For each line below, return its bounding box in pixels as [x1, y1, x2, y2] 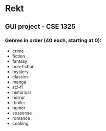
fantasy [12, 58, 28, 64]
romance [12, 115, 30, 121]
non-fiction [12, 63, 35, 69]
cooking [12, 120, 29, 126]
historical [12, 89, 31, 95]
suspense [12, 110, 32, 116]
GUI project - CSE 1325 [5, 22, 76, 31]
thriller [12, 99, 25, 105]
